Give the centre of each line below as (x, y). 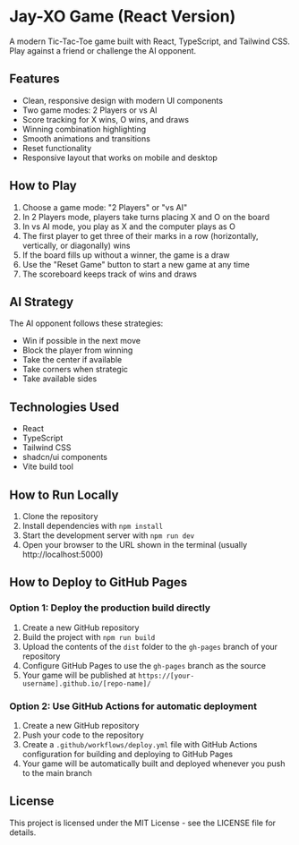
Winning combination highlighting (84, 129)
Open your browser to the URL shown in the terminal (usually (135, 545)
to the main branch (57, 772)
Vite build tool (48, 466)
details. (23, 832)
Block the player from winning (77, 350)
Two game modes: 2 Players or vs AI (90, 110)
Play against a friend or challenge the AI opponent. (103, 50)
